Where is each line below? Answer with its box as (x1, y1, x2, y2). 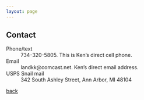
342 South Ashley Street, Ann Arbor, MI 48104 (20, 76, 132, 83)
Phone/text (6, 45, 33, 52)
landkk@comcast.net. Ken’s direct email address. (20, 64, 139, 71)
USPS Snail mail (6, 70, 45, 77)
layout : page (6, 8, 38, 15)
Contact (6, 30, 36, 40)
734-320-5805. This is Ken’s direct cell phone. (20, 52, 132, 59)
